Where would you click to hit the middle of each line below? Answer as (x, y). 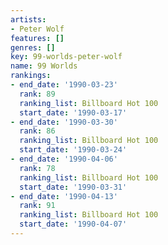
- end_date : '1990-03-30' (64, 122)
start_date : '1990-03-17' (73, 112)
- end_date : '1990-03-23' (64, 85)
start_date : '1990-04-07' (73, 224)
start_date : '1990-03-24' (73, 150)
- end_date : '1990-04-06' (64, 159)
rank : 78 (37, 168)
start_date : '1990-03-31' (73, 187)
